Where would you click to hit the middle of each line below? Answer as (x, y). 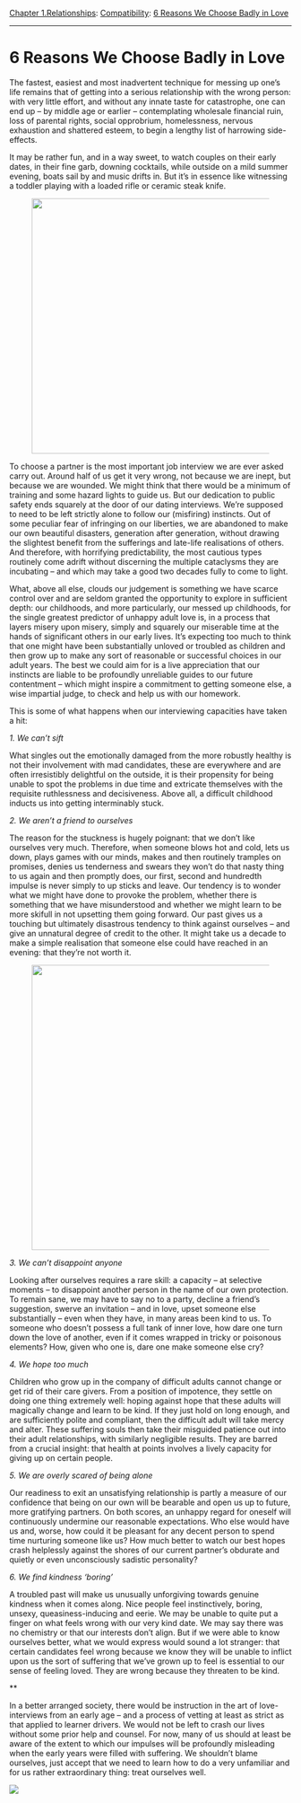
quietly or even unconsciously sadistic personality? (104, 1559)
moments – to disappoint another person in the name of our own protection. (149, 1289)
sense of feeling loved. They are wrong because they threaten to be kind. (145, 1670)
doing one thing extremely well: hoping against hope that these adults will (145, 1401)
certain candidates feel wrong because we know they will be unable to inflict (150, 1651)
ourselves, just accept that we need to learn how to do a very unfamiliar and (150, 1763)
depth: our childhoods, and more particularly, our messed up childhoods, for (150, 607)
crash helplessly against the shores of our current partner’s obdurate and (144, 1550)
